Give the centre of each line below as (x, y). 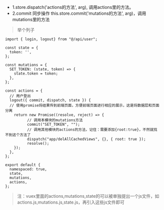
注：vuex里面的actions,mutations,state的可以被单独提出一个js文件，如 (88, 196)
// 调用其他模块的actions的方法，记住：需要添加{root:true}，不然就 (90, 130)
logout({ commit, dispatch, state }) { (50, 100)
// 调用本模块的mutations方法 (55, 120)
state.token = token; (36, 74)
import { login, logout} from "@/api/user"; (51, 39)
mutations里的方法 (31, 19)
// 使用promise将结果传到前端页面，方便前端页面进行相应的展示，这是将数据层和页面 (84, 105)
